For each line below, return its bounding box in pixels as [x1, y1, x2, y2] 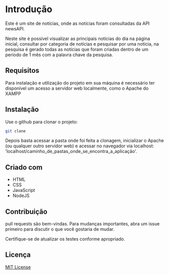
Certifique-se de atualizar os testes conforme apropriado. [5, 236, 125, 242]
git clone [5, 128, 26, 134]
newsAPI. [5, 25, 25, 31]
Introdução [5, 4, 52, 15]
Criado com [5, 163, 43, 172]
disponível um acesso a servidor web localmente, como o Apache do [5, 85, 149, 91]
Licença [5, 251, 31, 259]
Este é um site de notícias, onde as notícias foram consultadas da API [5, 20, 150, 26]
